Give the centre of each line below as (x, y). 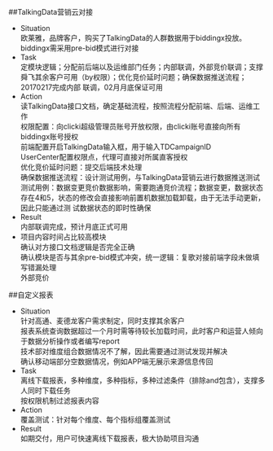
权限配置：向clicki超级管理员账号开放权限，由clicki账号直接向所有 (130, 126)
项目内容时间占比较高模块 (63, 237)
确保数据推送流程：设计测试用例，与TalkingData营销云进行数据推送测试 (140, 177)
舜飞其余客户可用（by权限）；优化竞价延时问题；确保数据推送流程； (133, 77)
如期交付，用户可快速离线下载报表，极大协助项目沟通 (110, 438)
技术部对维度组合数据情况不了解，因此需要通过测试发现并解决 (124, 351)
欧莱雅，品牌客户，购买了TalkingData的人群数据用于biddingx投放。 (133, 38)
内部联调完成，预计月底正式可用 (74, 227)
